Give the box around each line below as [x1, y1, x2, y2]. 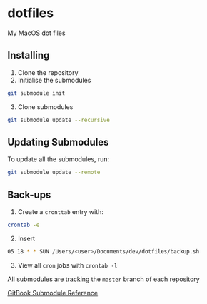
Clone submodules [17, 102, 74, 111]
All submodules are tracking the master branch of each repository [7, 275, 200, 283]
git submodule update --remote [7, 169, 101, 176]
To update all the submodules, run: [7, 155, 110, 163]
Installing [7, 49, 50, 61]
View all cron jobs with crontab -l [17, 260, 118, 269]
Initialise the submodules [17, 76, 91, 84]
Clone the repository [17, 68, 79, 76]
